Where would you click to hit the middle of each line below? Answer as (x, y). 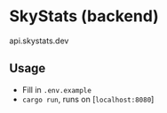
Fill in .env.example (56, 89)
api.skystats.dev (39, 41)
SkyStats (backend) (84, 16)
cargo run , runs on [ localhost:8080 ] (88, 99)
